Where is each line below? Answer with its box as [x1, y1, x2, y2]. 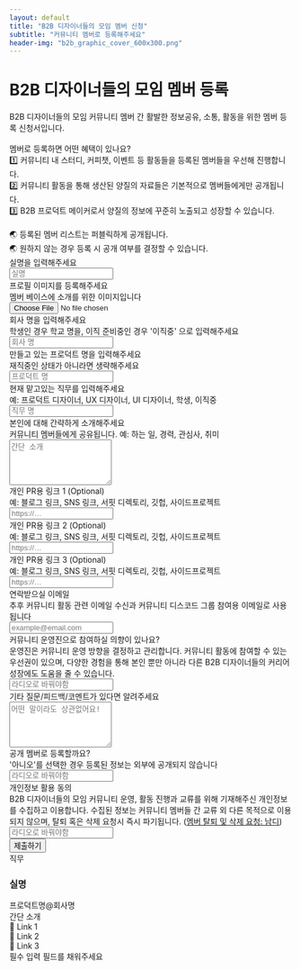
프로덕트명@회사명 [9, 900, 75, 911]
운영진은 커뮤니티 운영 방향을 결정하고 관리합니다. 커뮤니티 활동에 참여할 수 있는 [9, 646, 287, 657]
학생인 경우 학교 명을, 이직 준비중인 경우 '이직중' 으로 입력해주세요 [9, 326, 240, 337]
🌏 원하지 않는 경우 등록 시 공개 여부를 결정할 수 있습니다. [9, 243, 208, 254]
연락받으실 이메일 [9, 589, 70, 600]
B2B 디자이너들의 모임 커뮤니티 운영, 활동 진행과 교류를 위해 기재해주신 [9, 793, 257, 804]
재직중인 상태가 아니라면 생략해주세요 [9, 360, 139, 371]
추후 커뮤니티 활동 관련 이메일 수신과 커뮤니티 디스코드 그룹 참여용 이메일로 [9, 600, 271, 611]
